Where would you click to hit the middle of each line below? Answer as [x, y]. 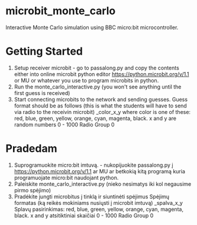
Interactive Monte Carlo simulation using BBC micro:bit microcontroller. [92, 27]
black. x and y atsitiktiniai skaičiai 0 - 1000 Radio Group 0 [84, 216]
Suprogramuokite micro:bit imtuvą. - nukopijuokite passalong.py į [93, 165]
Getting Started [44, 51]
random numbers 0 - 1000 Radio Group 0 [64, 124]
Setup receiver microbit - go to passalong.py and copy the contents [97, 68]
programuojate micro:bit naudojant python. [66, 178]
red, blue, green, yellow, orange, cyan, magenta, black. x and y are [95, 118]
